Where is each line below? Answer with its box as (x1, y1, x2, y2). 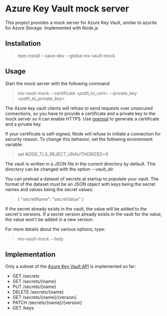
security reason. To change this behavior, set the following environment (5, 136, 153, 142)
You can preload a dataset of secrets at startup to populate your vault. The (5, 175, 159, 181)
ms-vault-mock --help (17, 235, 63, 241)
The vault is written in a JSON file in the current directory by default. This (5, 160, 156, 166)
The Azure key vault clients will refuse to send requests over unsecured (5, 105, 153, 111)
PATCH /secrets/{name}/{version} (12, 299, 82, 305)
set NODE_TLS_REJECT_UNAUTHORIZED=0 (17, 151, 108, 157)
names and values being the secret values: (5, 186, 93, 192)
